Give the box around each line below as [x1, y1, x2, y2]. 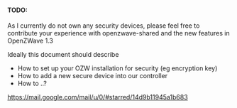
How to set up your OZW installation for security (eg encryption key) [17, 64, 218, 72]
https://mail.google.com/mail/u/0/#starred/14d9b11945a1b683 [7, 93, 188, 102]
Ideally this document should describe [7, 50, 119, 59]
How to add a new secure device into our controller [17, 72, 168, 80]
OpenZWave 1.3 [7, 36, 53, 45]
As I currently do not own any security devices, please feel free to [7, 21, 200, 30]
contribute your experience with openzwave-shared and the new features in [7, 29, 230, 38]
